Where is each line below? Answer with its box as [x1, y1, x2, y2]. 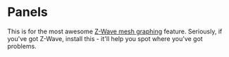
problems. [7, 42, 37, 50]
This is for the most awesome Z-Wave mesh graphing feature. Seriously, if [7, 27, 223, 35]
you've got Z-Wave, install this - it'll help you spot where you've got [7, 34, 203, 42]
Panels [7, 4, 48, 20]
